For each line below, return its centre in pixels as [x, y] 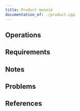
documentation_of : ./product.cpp [40, 15]
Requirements [28, 52]
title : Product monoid [29, 10]
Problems [21, 87]
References [24, 104]
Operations [23, 35]
